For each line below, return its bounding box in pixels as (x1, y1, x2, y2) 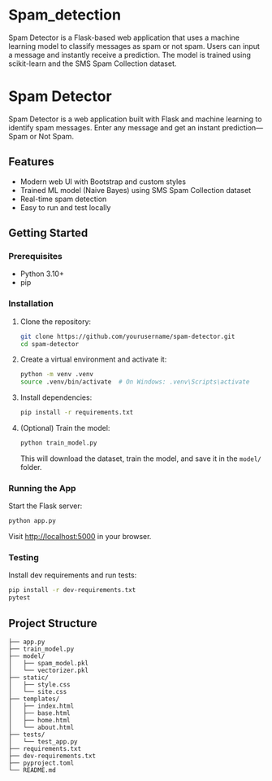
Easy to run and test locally (19, 202, 111, 213)
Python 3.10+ (19, 269, 65, 279)
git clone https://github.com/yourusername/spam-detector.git (19, 332, 235, 340)
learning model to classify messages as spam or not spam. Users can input (8, 41, 260, 50)
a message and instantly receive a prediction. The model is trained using (8, 50, 252, 59)
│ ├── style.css (8, 680, 71, 689)
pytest (8, 594, 31, 602)
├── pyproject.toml (8, 759, 75, 767)
